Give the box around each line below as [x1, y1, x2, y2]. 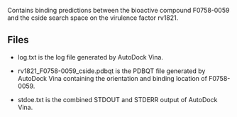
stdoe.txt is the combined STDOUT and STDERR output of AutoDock [17, 95, 218, 104]
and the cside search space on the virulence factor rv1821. [7, 13, 179, 22]
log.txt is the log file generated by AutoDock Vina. [17, 52, 163, 61]
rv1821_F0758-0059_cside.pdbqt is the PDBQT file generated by [17, 67, 206, 75]
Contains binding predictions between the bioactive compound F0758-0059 [7, 6, 230, 14]
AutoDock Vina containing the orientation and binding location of [17, 74, 208, 82]
